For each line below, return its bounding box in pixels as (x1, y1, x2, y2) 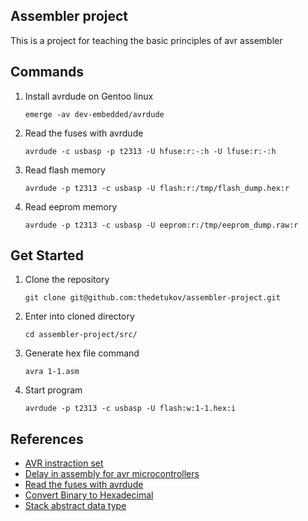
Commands (10, 64, 85, 81)
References (10, 430, 84, 448)
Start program (24, 384, 83, 396)
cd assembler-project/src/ (24, 330, 138, 340)
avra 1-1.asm (24, 367, 80, 377)
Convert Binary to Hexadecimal (24, 489, 154, 501)
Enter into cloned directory (24, 310, 135, 323)
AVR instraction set (24, 457, 104, 469)
